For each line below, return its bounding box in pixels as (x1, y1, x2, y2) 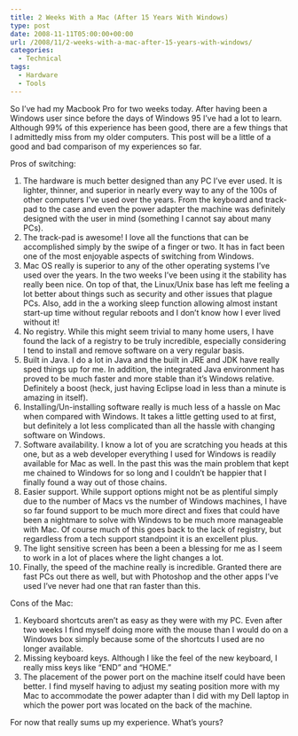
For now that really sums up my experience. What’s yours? (10, 716, 224, 727)
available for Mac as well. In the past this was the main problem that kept (22, 458, 289, 468)
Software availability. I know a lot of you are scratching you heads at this (22, 439, 287, 450)
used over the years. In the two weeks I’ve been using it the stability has (22, 270, 287, 280)
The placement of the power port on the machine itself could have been (22, 671, 286, 682)
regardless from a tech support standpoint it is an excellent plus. (22, 533, 259, 544)
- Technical (18, 54, 63, 63)
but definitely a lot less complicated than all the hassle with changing (22, 420, 276, 431)
